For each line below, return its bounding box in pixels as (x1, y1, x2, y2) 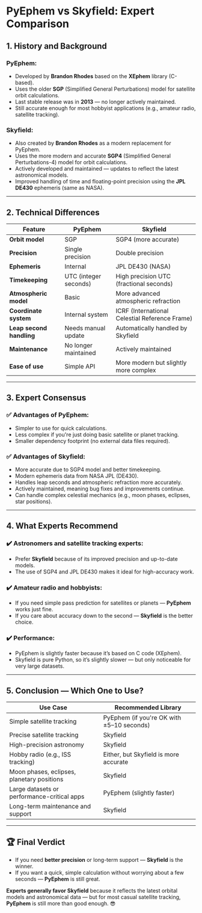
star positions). (14, 498, 52, 505)
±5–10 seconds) (103, 721, 150, 730)
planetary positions (9, 775, 64, 784)
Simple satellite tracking (9, 717, 77, 725)
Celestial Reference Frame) (115, 314, 193, 322)
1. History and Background (6, 41, 107, 51)
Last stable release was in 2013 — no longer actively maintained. (14, 98, 176, 105)
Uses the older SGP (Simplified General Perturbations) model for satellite (14, 85, 195, 93)
